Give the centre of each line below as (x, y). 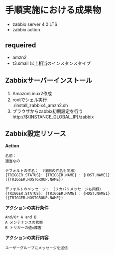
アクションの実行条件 (27, 208)
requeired (21, 45)
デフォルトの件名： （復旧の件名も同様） (42, 171)
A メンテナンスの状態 (24, 223)
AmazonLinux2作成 (32, 93)
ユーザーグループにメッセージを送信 (37, 248)
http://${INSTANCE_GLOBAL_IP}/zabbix (53, 117)
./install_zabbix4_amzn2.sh (40, 105)
